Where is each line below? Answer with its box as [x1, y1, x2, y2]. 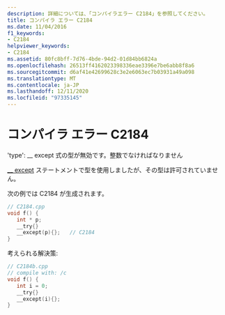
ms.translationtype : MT [7, 75, 77, 82]
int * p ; [16, 216, 42, 223]
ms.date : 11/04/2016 [7, 23, 68, 30]
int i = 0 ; [16, 282, 49, 289]
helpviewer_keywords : [7, 43, 70, 49]
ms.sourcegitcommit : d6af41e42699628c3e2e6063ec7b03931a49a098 [7, 68, 195, 75]
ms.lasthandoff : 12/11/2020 [7, 88, 89, 95]
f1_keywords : [7, 29, 45, 37]
